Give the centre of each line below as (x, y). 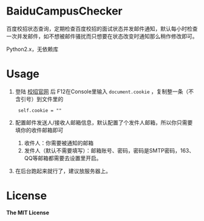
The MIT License (28, 213)
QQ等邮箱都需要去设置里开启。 (63, 158)
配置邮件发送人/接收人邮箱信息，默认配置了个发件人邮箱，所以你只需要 (104, 122)
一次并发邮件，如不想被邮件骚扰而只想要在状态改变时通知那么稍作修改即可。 (102, 36)
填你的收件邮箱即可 (39, 130)
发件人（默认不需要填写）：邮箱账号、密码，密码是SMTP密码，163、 (109, 150)
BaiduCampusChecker (64, 11)
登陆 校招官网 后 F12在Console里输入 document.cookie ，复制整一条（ (102, 91)
